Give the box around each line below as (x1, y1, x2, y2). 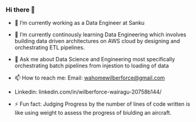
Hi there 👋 (5, 5, 36, 14)
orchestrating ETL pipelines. (14, 44, 86, 51)
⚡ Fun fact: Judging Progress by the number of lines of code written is (14, 100, 191, 108)
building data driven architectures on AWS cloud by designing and (14, 38, 180, 45)
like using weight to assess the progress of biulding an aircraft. (14, 109, 172, 117)
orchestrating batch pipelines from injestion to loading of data (14, 62, 169, 69)
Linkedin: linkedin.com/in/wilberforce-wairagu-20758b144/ (14, 88, 162, 96)
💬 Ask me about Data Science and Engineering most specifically (14, 56, 175, 63)
